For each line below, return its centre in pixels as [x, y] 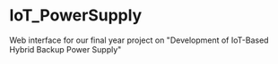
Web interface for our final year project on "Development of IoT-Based [139, 40]
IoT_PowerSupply [76, 16]
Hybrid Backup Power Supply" [65, 49]
